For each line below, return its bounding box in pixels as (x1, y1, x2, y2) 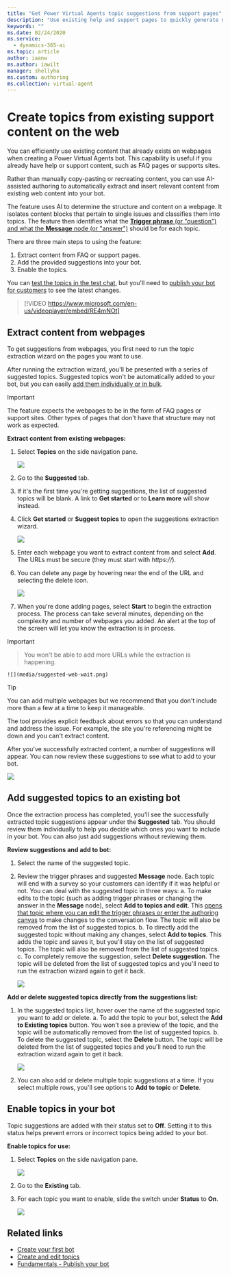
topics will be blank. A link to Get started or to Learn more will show (16, 494, 210, 502)
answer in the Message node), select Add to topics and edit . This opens (16, 901, 222, 909)
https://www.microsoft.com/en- (47, 300, 138, 308)
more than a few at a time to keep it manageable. (7, 704, 145, 712)
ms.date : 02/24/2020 (7, 29, 66, 36)
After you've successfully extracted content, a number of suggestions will (7, 745, 216, 753)
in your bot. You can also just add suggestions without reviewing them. (7, 832, 207, 840)
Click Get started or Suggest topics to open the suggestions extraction (16, 515, 219, 523)
